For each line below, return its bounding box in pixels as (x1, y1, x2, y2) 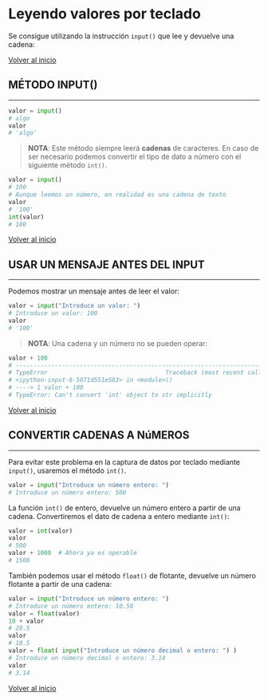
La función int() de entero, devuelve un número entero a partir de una (8, 503, 241, 513)
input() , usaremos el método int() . (8, 466, 127, 475)
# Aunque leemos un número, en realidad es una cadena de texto (8, 191, 227, 199)
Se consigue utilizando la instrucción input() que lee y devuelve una (8, 31, 235, 41)
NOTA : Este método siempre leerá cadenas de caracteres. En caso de (27, 144, 259, 153)
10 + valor (8, 617, 45, 625)
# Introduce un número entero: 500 (8, 488, 127, 497)
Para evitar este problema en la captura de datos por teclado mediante (8, 457, 241, 466)
